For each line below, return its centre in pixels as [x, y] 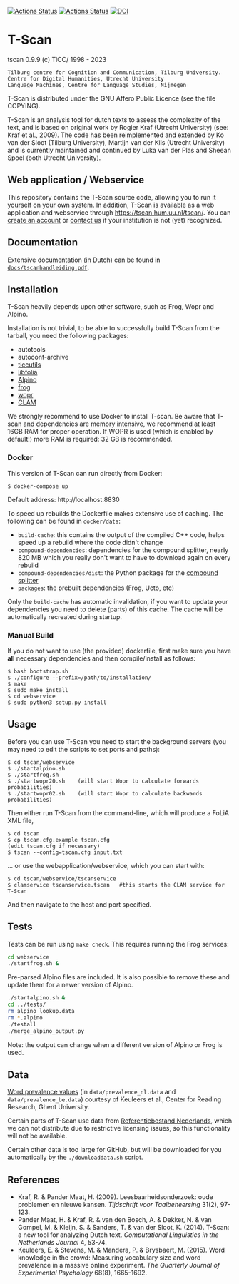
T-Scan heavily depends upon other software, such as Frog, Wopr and [111, 307]
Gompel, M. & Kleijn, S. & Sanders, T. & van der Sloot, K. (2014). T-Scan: [123, 1228]
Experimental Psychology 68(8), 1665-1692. [82, 1273]
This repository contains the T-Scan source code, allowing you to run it [112, 197]
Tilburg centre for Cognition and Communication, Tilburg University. [115, 72]
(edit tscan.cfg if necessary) [54, 846]
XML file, [21, 820]
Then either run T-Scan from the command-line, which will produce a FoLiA [118, 812]
